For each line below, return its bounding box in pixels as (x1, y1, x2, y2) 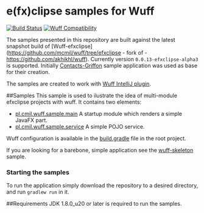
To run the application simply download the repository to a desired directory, (6, 182, 199, 189)
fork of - (126, 49, 147, 56)
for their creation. (6, 68, 50, 75)
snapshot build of (6, 42, 51, 50)
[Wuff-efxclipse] (51, 42, 93, 50)
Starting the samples (6, 168, 70, 177)
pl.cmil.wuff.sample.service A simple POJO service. (15, 123, 145, 130)
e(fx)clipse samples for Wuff (6, 4, 155, 18)
